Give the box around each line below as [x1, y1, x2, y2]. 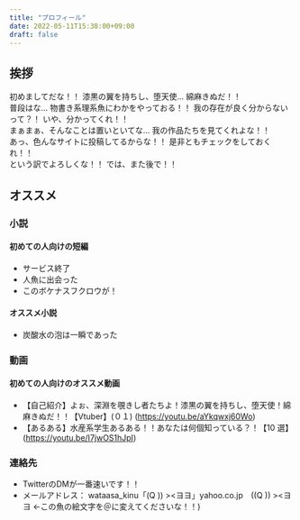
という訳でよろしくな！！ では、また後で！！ [9, 159, 177, 169]
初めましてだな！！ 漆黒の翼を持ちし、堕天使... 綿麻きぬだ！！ [9, 91, 241, 102]
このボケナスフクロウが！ [22, 285, 118, 296]
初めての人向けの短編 [9, 241, 88, 252]
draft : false [9, 30, 59, 39]
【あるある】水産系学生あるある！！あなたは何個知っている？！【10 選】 [22, 423, 294, 433]
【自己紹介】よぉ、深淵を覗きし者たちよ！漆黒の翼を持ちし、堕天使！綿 [22, 400, 291, 411]
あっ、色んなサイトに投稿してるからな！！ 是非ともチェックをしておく [9, 136, 272, 147]
